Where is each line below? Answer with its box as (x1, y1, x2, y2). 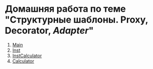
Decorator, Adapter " (5, 25, 94, 36)
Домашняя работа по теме (5, 3, 126, 15)
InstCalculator (12, 52, 42, 59)
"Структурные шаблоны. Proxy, (5, 14, 148, 26)
